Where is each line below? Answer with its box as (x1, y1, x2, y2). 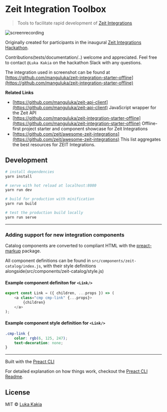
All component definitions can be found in (5, 258, 91, 264)
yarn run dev (5, 188, 32, 193)
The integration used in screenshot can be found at (5, 69, 110, 75)
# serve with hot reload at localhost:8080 (5, 183, 97, 188)
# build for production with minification (5, 197, 94, 202)
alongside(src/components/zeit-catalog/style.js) (5, 268, 104, 274)
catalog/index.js (5, 264, 41, 269)
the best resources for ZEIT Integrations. (12, 141, 95, 148)
